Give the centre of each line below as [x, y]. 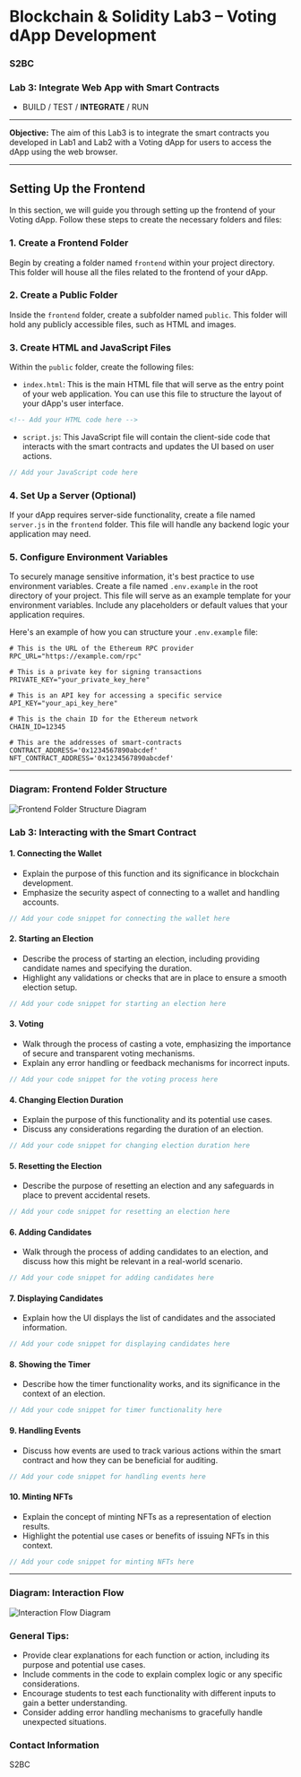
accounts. [41, 902]
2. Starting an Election [52, 939]
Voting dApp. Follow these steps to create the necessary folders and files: [146, 220]
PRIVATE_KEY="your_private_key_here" [80, 680]
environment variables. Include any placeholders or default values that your [149, 605]
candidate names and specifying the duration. [107, 968]
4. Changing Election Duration [66, 1099]
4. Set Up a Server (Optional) [73, 495]
